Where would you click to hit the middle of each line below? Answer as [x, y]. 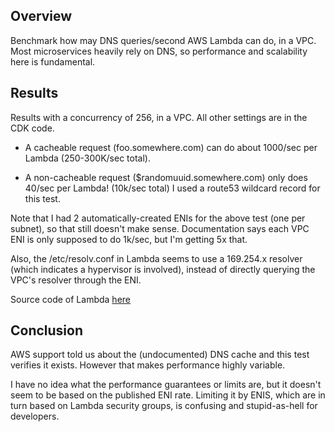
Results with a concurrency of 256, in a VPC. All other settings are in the [159, 117]
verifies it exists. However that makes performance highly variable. [148, 365]
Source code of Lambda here [70, 299]
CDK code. [32, 128]
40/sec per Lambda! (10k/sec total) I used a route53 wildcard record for [172, 188]
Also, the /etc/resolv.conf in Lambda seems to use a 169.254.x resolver [156, 258]
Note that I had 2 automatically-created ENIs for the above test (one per [158, 218]
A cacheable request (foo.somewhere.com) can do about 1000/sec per [171, 147]
